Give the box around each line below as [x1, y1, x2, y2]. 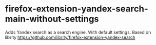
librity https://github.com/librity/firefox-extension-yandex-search [5, 34, 136, 40]
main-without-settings [5, 13, 99, 24]
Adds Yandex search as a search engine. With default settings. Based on [5, 29, 151, 35]
